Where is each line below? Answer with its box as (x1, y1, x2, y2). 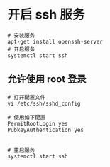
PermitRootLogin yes (7, 120, 69, 127)
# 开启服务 (7, 46, 35, 53)
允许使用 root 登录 (7, 73, 87, 86)
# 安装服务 (7, 31, 35, 39)
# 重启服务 (7, 146, 35, 153)
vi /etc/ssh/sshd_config (7, 100, 81, 107)
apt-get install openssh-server (7, 38, 103, 45)
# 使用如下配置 (7, 113, 46, 121)
